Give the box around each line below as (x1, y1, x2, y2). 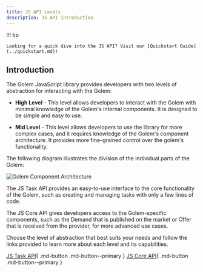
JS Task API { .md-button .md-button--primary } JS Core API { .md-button (6, 253, 189, 260)
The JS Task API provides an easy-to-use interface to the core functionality (6, 185, 195, 192)
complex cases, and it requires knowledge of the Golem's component (15, 130, 189, 137)
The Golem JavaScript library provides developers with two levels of (6, 81, 177, 88)
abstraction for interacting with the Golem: (6, 87, 112, 95)
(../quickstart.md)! (6, 48, 59, 55)
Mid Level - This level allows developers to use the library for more (15, 124, 183, 131)
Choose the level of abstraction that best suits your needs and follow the (6, 234, 188, 242)
